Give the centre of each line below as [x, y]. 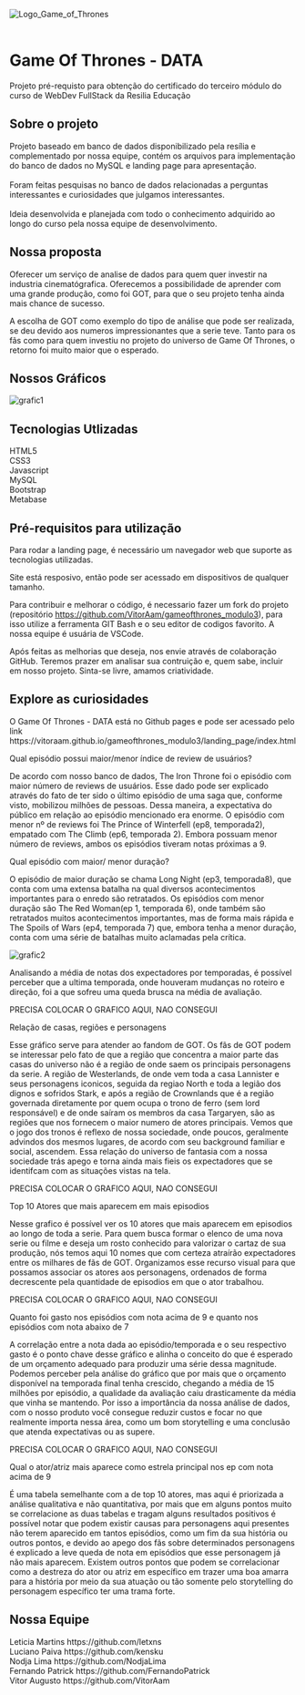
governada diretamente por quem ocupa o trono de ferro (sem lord [135, 1103]
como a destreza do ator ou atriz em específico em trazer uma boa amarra [149, 1571]
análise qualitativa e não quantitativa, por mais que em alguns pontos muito [151, 1504]
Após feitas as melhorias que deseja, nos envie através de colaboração [143, 651]
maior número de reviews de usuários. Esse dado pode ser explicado [139, 786]
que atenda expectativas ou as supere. [82, 1432]
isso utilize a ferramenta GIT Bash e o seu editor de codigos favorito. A [142, 624]
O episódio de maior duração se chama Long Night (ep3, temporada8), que [151, 878]
